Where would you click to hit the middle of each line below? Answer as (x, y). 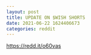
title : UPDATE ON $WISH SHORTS (46, 18)
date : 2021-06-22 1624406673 (43, 23)
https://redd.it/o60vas (34, 46)
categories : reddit (31, 29)
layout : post (23, 12)
